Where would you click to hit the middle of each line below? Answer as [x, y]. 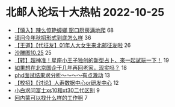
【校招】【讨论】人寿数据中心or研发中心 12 [66, 82]
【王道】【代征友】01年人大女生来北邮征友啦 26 [72, 45]
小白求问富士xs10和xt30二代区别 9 [57, 90]
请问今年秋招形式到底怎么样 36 [53, 37]
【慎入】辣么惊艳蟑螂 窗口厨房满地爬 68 [64, 30]
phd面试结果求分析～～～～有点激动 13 [62, 75]
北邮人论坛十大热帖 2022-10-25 [85, 12]
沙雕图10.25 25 [33, 52]
